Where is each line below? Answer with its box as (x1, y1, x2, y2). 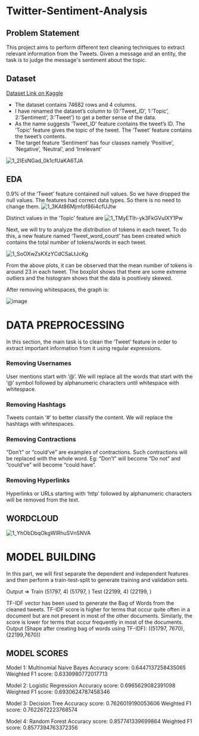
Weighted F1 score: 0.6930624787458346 (6, 688, 110, 695)
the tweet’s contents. (14, 132, 67, 140)
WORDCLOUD (6, 514, 58, 524)
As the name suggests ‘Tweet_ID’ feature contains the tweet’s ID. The (14, 120, 186, 127)
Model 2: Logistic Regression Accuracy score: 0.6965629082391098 (6, 682, 176, 689)
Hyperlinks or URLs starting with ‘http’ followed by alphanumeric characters (6, 490, 192, 497)
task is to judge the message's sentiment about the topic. (6, 57, 147, 63)
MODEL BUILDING (6, 550, 97, 564)
